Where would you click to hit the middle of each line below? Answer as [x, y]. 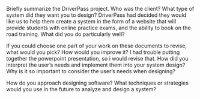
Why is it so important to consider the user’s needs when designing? [91, 71]
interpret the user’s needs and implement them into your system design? [96, 65]
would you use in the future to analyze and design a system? [81, 89]
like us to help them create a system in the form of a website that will [91, 21]
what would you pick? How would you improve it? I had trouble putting [93, 52]
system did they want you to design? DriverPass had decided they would [96, 15]
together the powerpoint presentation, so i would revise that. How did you [97, 58]
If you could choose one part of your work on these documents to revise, [97, 46]
